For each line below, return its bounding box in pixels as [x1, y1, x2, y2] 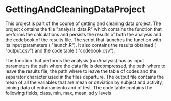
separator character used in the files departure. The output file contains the [5, 73, 164, 80]
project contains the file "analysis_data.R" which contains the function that [5, 26, 162, 32]
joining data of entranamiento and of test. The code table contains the [5, 84, 153, 90]
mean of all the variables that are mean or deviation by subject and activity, [5, 79, 163, 85]
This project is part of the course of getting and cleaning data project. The [5, 20, 162, 27]
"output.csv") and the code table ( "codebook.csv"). [5, 47, 115, 54]
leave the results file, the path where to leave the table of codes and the [5, 68, 157, 74]
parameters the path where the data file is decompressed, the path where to [5, 63, 166, 69]
